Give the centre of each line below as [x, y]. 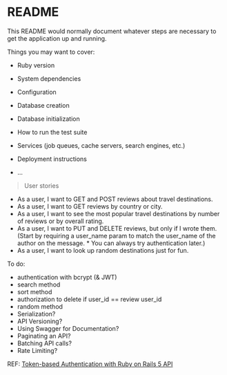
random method [40, 306]
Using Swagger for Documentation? [68, 328]
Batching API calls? [45, 343]
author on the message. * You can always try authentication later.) [111, 243]
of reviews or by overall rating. [60, 221]
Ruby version [36, 65]
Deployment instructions [52, 159]
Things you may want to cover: [51, 52]
